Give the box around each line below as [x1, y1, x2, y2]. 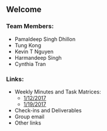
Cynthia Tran [14, 60, 46, 67]
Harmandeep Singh [14, 54, 62, 61]
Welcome [6, 5, 42, 15]
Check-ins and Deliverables [14, 106, 82, 113]
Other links [14, 119, 41, 126]
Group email [14, 113, 45, 120]
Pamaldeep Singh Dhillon [14, 35, 76, 43]
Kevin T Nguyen [14, 48, 54, 55]
